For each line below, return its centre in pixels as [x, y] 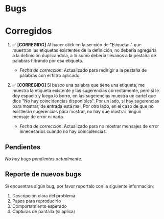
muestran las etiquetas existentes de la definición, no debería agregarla [84, 50]
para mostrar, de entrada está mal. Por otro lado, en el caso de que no [83, 106]
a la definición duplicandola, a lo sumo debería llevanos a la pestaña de [84, 56]
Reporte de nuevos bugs [43, 174]
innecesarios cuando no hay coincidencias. [63, 131]
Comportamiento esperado [39, 206]
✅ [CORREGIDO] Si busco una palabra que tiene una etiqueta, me [79, 85]
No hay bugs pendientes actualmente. [44, 158]
